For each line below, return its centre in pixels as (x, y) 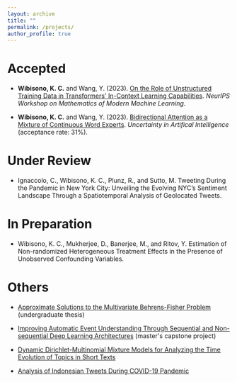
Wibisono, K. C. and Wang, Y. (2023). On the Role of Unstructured (115, 89)
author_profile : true (39, 34)
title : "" (22, 21)
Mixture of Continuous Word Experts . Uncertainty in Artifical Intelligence (123, 125)
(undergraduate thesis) (51, 315)
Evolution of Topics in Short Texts (67, 357)
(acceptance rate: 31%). (53, 133)
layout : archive (31, 14)
